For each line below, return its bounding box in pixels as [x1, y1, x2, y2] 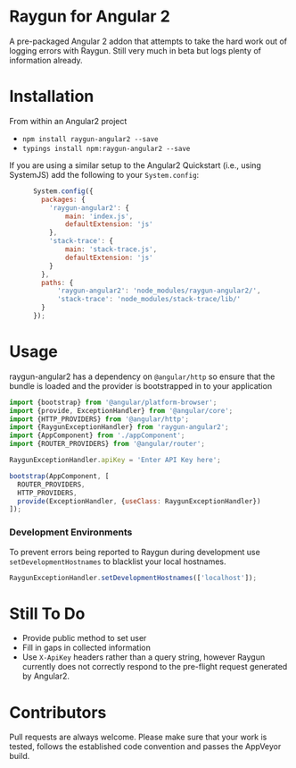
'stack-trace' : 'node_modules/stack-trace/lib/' [56, 295, 242, 304]
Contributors [9, 702, 107, 722]
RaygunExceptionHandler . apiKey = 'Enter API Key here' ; [9, 456, 221, 465]
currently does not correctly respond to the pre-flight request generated [21, 662, 288, 672]
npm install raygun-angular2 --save [21, 134, 159, 144]
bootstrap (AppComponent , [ [9, 471, 110, 480]
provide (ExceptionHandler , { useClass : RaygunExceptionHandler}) [17, 496, 261, 506]
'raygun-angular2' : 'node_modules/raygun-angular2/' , [56, 286, 261, 296]
